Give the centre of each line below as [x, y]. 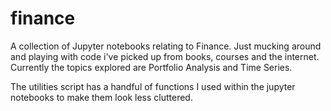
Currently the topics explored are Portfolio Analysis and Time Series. [151, 67]
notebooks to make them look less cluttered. [101, 97]
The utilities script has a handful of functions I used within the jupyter [153, 86]
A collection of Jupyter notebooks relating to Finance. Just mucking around [166, 46]
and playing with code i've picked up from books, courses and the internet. [165, 56]
